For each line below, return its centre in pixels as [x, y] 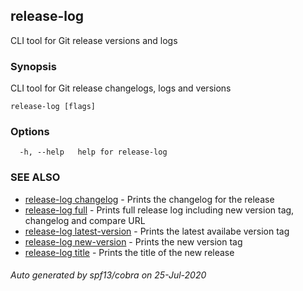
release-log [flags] [53, 107]
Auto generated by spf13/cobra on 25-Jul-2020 [108, 275]
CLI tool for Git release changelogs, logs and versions [121, 88]
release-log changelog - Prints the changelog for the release [149, 199]
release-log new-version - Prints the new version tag [133, 241]
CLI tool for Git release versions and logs [94, 40]
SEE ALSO [35, 177]
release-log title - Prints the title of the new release [129, 252]
